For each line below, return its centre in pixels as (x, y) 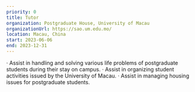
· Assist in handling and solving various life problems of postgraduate (92, 63)
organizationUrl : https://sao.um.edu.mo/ (59, 29)
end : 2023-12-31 (27, 46)
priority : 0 (21, 12)
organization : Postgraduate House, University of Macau (78, 23)
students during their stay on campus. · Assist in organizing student (90, 69)
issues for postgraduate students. (48, 82)
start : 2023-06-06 (29, 40)
